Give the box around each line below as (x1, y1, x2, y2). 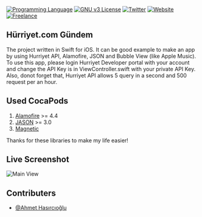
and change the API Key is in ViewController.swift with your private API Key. (6, 65, 196, 72)
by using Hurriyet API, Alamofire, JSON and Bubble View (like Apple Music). (6, 52, 197, 60)
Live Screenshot (6, 154, 69, 165)
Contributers (6, 188, 57, 198)
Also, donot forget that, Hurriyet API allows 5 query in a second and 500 (6, 72, 187, 79)
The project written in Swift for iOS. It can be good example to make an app (6, 46, 195, 53)
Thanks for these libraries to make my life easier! (6, 137, 129, 144)
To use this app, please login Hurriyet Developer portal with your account (6, 58, 190, 66)
